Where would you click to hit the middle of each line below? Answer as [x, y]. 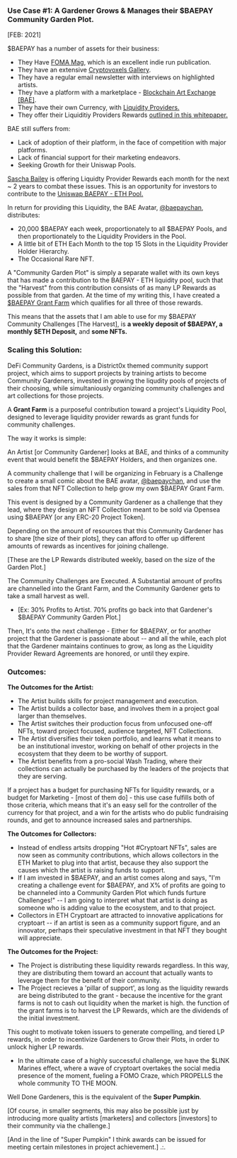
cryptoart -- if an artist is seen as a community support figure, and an [119, 923]
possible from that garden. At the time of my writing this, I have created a [114, 296]
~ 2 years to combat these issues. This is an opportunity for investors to [112, 186]
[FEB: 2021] [24, 35]
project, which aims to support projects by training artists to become [107, 373]
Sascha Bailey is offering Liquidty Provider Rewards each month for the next [118, 179]
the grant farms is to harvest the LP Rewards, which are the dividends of [123, 1010]
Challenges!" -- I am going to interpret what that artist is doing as [112, 900]
